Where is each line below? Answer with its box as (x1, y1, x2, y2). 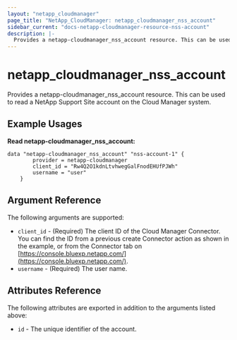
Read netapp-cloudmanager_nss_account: (7, 137, 135, 145)
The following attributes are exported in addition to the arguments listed (7, 303, 216, 312)
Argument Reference (7, 195, 102, 207)
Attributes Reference (7, 285, 102, 297)
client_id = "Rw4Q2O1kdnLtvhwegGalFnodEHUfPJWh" (32, 163, 178, 170)
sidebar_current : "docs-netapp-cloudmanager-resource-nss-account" (7, 23, 210, 30)
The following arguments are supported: (7, 213, 125, 221)
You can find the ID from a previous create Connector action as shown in (17, 234, 229, 243)
